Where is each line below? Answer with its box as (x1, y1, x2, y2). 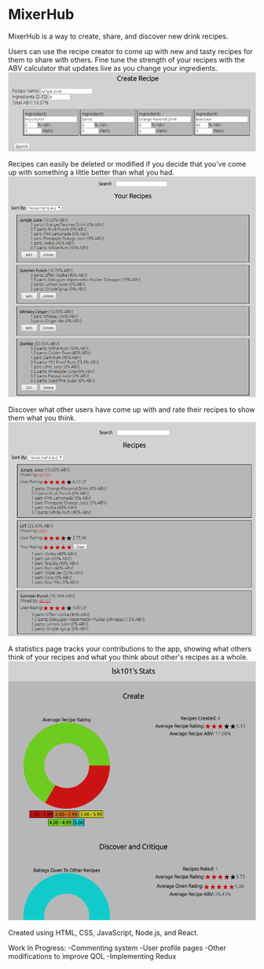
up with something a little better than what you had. (8, 167, 175, 177)
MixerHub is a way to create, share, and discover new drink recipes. (8, 31, 229, 41)
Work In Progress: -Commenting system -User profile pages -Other (8, 943, 226, 952)
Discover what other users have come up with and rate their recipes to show (8, 405, 255, 414)
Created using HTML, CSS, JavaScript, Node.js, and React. (8, 927, 199, 937)
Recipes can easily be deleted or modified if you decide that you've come (8, 159, 247, 168)
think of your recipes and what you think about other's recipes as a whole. (8, 652, 249, 662)
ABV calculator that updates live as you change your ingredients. (8, 63, 218, 72)
